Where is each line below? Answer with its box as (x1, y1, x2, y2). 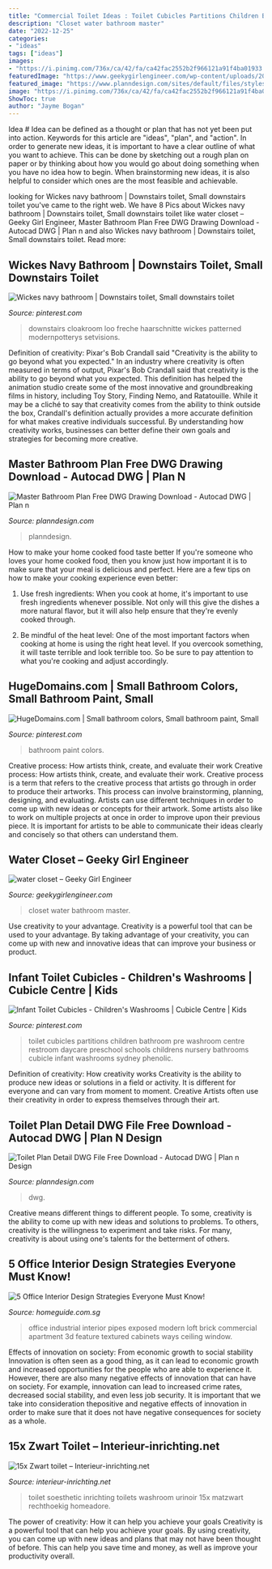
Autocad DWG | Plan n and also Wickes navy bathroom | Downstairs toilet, (8, 226, 257, 236)
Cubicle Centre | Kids (8, 983, 119, 997)
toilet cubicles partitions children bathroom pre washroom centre (28, 1036, 245, 1046)
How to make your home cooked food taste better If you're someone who (8, 547, 253, 557)
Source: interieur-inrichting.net (8, 1477, 111, 1486)
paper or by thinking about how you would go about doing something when (8, 159, 260, 168)
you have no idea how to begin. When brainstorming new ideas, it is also (8, 168, 250, 177)
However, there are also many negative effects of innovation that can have (8, 1373, 257, 1383)
